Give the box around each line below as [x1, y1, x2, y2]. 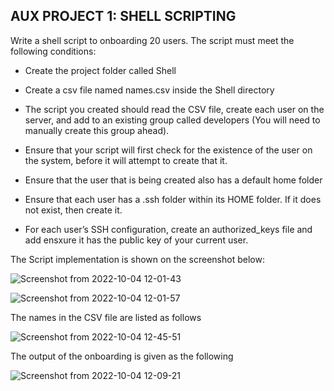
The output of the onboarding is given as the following [10, 350, 234, 362]
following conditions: [10, 45, 97, 57]
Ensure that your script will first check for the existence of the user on [24, 144, 313, 156]
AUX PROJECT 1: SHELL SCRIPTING [10, 8, 237, 25]
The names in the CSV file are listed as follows [10, 311, 202, 323]
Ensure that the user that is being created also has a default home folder [24, 174, 323, 186]
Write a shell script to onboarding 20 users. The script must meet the [10, 34, 295, 46]
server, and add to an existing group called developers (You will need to [24, 114, 321, 126]
